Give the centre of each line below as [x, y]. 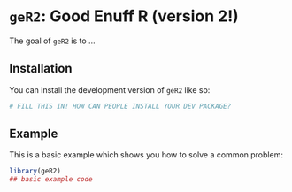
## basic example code [51, 180]
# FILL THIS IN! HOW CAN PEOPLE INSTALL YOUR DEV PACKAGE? [120, 106]
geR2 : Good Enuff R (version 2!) [124, 16]
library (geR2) [35, 171]
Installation [41, 69]
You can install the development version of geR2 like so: [110, 89]
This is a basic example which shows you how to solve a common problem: [146, 155]
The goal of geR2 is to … [52, 41]
